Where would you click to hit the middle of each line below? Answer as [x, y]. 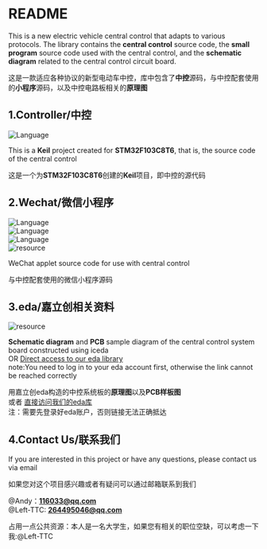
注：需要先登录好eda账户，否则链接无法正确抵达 [87, 412]
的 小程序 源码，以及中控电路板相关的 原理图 [78, 88]
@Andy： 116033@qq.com [52, 501]
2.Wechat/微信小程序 [61, 202]
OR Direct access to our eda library [66, 359]
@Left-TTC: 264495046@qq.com [65, 510]
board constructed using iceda [58, 350]
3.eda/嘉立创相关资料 [62, 307]
